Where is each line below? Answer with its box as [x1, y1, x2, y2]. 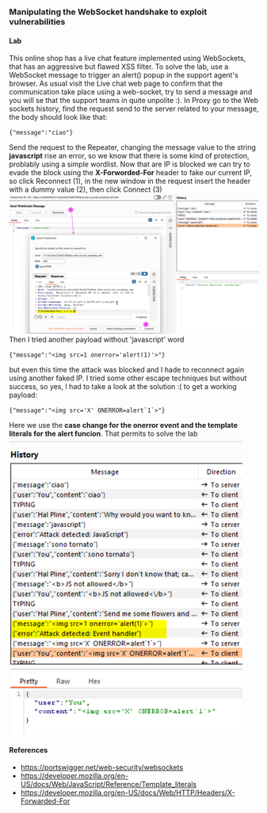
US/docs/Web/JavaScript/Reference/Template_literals [20, 780, 197, 789]
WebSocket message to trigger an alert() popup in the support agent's [9, 71, 238, 80]
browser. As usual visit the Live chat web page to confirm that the [9, 78, 223, 89]
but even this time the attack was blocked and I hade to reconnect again [9, 365, 245, 375]
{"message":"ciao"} [9, 129, 74, 137]
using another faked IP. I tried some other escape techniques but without [9, 373, 247, 383]
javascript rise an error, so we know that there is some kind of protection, [9, 151, 250, 161]
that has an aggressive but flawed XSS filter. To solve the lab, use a [9, 62, 229, 71]
